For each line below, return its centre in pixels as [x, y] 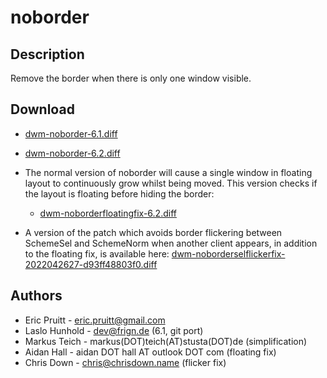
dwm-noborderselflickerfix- [228, 253]
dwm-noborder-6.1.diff [71, 133]
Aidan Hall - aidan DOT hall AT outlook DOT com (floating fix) [150, 352]
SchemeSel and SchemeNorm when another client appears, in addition [171, 243]
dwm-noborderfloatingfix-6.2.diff [108, 213]
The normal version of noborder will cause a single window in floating [168, 172]
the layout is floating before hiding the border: [119, 193]
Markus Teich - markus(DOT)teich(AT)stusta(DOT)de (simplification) [166, 341]
